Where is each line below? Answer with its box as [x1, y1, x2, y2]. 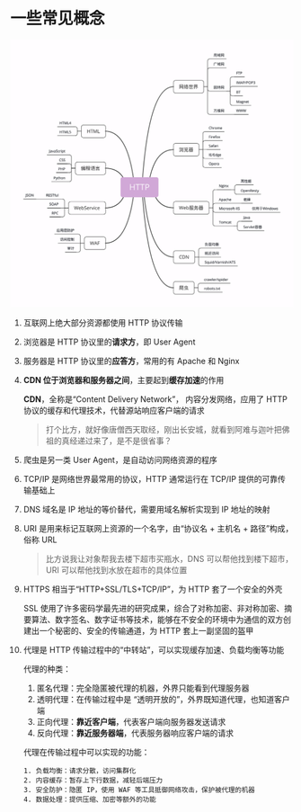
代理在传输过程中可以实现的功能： [22, 746, 150, 757]
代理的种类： [22, 663, 71, 674]
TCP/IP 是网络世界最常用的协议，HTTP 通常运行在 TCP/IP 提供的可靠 [22, 473, 279, 484]
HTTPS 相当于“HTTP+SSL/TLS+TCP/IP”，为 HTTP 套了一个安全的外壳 [22, 584, 283, 594]
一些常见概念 [10, 8, 106, 29]
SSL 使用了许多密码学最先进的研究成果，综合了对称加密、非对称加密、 [22, 602, 285, 613]
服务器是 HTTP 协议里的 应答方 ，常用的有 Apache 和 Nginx [22, 355, 241, 366]
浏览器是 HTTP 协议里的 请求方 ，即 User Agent [22, 336, 196, 347]
